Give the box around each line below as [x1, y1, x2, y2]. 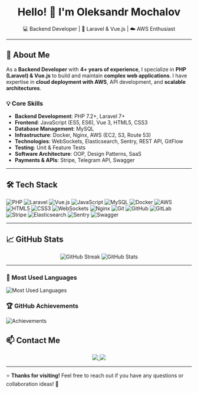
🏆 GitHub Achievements [6, 302, 78, 310]
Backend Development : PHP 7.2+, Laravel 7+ [14, 113, 126, 120]
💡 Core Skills [6, 99, 44, 107]
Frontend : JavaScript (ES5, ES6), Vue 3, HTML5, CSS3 [14, 119, 148, 126]
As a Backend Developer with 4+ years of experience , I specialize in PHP [6, 65, 187, 73]
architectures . [6, 84, 42, 91]
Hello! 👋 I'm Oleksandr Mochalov [17, 5, 181, 19]
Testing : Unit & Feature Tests [14, 144, 86, 151]
